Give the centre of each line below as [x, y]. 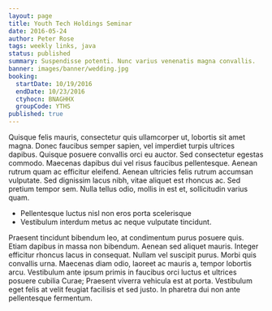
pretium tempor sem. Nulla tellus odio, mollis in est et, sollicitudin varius [128, 189]
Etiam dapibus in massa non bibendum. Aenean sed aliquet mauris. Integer [134, 246]
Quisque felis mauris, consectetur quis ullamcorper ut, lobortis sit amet [127, 137]
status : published [39, 54]
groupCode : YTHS [43, 106]
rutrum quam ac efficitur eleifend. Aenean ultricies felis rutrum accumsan [131, 172]
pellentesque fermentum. [51, 298]
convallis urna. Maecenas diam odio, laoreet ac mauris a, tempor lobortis [130, 263]
